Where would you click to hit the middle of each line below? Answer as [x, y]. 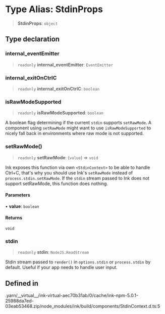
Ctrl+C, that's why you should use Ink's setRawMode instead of [69, 172]
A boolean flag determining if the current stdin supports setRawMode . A [78, 123]
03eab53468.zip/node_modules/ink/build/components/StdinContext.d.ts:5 [83, 306]
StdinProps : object [38, 23]
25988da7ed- [19, 301]
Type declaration [32, 39]
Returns [14, 218]
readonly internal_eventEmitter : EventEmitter [65, 65]
